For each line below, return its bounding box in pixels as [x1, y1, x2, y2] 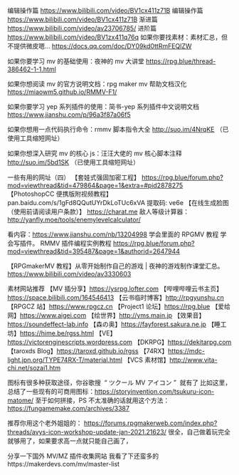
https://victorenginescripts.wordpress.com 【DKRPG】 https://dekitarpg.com [7, 338, 232, 346]
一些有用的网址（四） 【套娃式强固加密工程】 [7, 173, 140, 182]
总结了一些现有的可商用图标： [7, 387, 95, 395]
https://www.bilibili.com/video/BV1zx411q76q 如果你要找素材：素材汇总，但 [7, 33, 228, 41]
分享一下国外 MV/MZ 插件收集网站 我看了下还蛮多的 [7, 451, 159, 460]
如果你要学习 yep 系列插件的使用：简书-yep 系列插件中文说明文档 [7, 103, 199, 110]
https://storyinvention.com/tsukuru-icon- [95, 387, 215, 395]
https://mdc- [168, 347, 205, 355]
